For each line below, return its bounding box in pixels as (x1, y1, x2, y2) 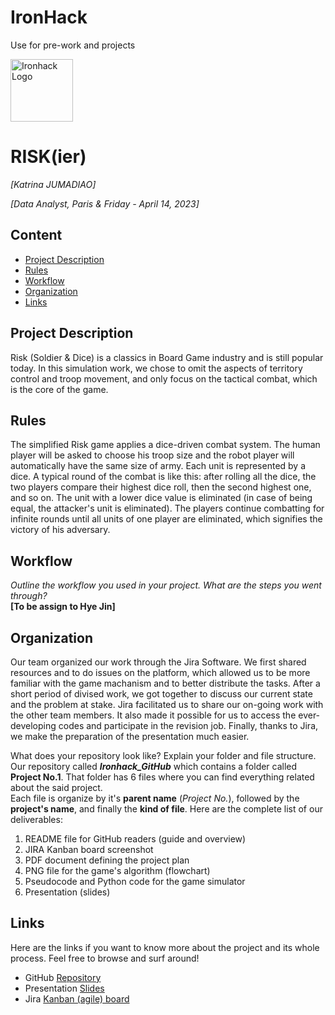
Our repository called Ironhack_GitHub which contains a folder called (10, 760, 298, 772)
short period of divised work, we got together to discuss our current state (10, 687, 313, 700)
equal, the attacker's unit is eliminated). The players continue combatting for (10, 502, 325, 515)
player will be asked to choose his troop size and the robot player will (10, 449, 295, 461)
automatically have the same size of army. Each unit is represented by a (10, 460, 307, 472)
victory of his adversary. (10, 524, 111, 536)
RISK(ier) (10, 146, 87, 168)
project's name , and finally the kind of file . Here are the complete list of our (10, 802, 323, 815)
